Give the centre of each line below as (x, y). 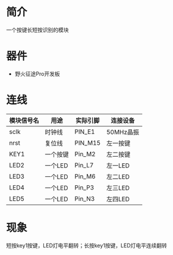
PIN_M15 (88, 142)
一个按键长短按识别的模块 (37, 30)
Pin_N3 (85, 198)
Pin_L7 (84, 165)
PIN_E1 (85, 132)
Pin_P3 (84, 187)
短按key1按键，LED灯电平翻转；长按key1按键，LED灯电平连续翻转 (87, 245)
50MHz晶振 (123, 132)
